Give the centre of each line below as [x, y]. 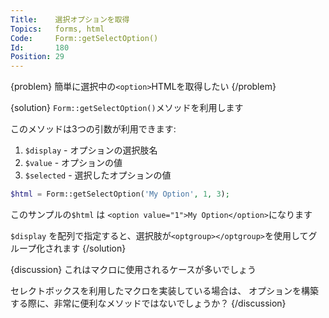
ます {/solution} [94, 248]
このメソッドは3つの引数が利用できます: [93, 129]
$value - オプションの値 [73, 163]
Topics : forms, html [57, 29]
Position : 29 [37, 57]
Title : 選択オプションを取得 [70, 19]
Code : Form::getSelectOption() [84, 38]
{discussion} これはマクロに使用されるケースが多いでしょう [133, 269]
